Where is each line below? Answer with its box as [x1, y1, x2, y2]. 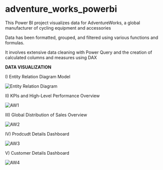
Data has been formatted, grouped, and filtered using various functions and [5, 34, 159, 40]
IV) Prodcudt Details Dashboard [5, 131, 70, 136]
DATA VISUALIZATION [5, 64, 52, 70]
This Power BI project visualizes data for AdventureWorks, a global [5, 20, 140, 26]
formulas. [5, 39, 25, 45]
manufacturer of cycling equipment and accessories [5, 25, 111, 31]
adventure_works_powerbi [5, 3, 117, 15]
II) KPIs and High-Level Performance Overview [5, 93, 100, 99]
